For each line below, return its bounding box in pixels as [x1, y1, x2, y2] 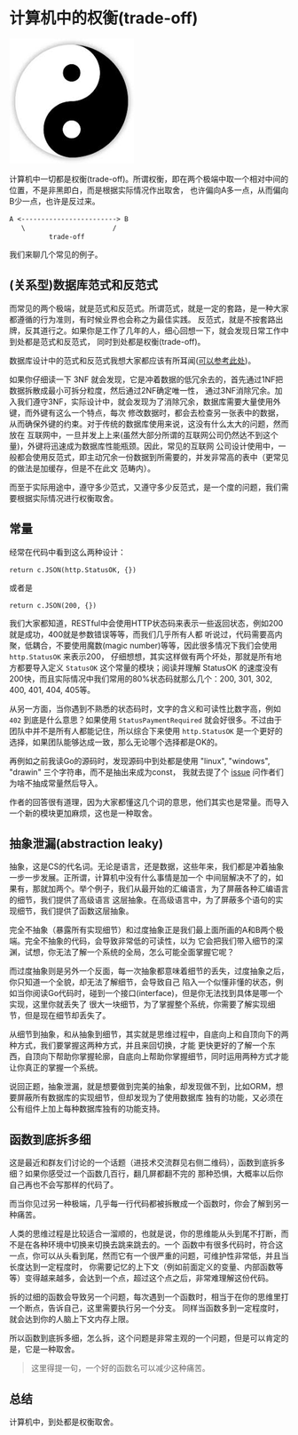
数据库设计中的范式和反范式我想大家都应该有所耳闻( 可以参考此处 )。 [9, 355, 256, 365]
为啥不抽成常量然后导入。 [9, 777, 103, 788]
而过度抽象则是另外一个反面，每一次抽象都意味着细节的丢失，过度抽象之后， [9, 966, 289, 977]
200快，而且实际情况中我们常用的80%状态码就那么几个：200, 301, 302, [9, 673, 273, 684]
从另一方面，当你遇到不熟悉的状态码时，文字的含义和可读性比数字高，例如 [9, 703, 281, 714]
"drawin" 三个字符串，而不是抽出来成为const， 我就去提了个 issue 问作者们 [9, 766, 284, 777]
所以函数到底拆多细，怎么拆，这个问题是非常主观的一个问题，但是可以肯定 [9, 1333, 281, 1343]
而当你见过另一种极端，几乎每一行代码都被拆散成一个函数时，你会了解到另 [9, 1199, 281, 1209]
